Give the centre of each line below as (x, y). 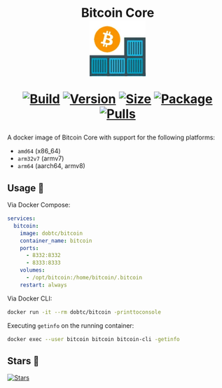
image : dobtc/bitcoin (51, 233)
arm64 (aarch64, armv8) (51, 166)
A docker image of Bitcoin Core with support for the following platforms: (111, 137)
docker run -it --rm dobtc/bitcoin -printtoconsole (84, 312)
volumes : (33, 270)
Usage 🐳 (26, 188)
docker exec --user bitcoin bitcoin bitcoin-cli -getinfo (93, 339)
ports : (29, 248)
